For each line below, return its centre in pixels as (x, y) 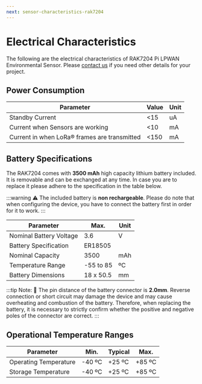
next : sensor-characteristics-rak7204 (55, 12)
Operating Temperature (43, 362)
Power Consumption (46, 90)
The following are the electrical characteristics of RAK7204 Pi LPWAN (93, 59)
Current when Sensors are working (59, 128)
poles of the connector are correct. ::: (53, 316)
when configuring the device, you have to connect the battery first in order (99, 204)
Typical (119, 352)
